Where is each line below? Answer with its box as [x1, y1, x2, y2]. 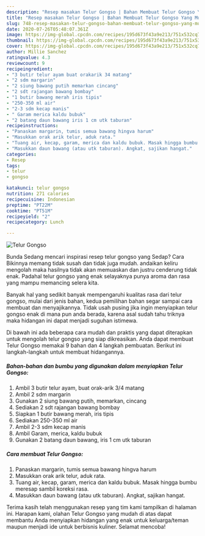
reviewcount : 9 [6, 60, 45, 66]
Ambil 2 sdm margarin [15, 391, 71, 398]
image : [6, 32, 23, 38]
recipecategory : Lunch [6, 219, 64, 225]
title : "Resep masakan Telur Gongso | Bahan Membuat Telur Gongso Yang [6, 15, 192, 21]
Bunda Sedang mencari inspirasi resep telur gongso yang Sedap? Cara [6, 253, 184, 261]
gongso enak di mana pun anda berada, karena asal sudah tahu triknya [6, 310, 185, 318]
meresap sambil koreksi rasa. [15, 485, 89, 493]
